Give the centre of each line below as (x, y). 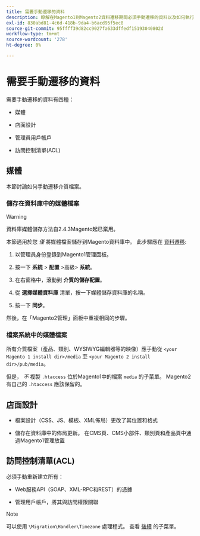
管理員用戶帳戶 (33, 137)
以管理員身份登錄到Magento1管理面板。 (63, 254)
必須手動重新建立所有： (35, 476)
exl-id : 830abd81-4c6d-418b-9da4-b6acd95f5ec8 (65, 23)
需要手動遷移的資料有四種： (40, 99)
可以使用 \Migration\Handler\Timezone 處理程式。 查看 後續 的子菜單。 (93, 526)
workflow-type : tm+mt (33, 34)
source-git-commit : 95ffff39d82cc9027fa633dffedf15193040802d (85, 28)
